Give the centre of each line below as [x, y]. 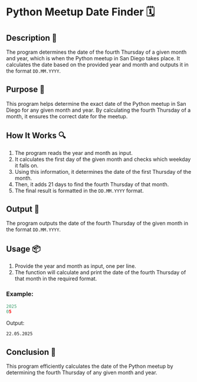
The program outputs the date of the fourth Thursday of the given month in [97, 224]
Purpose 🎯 [26, 90]
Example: [20, 294]
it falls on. [27, 165]
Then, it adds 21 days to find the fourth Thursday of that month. [92, 184]
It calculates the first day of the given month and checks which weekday [103, 159]
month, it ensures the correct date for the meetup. [67, 116]
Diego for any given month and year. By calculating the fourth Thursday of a [98, 110]
